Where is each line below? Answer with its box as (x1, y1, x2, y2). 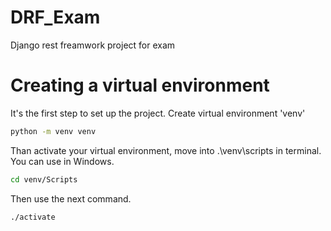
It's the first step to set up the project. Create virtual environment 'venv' (10, 107, 306, 119)
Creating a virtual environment (10, 74, 270, 97)
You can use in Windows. (10, 155, 115, 167)
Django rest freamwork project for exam (10, 39, 176, 51)
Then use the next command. (10, 192, 132, 205)
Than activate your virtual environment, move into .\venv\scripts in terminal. (10, 144, 322, 156)
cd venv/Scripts (10, 174, 78, 185)
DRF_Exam (10, 6, 101, 29)
